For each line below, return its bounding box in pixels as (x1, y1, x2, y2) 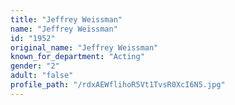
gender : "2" (10, 61, 60, 71)
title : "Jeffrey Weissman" (10, 14, 123, 25)
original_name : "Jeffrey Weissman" (10, 42, 159, 53)
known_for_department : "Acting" (10, 52, 145, 62)
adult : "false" (10, 71, 74, 81)
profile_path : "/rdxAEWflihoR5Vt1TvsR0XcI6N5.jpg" (10, 80, 226, 90)
